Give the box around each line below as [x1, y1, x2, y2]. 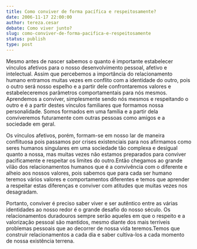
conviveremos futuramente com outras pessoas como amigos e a [6, 114, 165, 121]
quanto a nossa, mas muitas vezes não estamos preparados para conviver [6, 150, 186, 158]
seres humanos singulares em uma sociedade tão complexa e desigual [6, 144, 178, 151]
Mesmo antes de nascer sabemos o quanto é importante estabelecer [6, 57, 173, 65]
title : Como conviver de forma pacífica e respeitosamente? [6, 8, 157, 15]
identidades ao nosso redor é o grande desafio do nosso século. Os [6, 206, 171, 213]
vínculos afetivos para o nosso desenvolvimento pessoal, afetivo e [6, 64, 168, 71]
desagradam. [6, 188, 38, 195]
